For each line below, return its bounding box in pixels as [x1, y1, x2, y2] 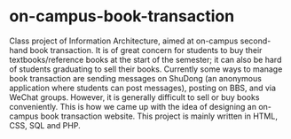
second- [240, 35, 271, 46]
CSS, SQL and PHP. [9, 120, 82, 130]
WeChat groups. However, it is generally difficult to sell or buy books [9, 91, 260, 103]
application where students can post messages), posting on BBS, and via [9, 82, 277, 93]
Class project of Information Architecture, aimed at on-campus [9, 35, 239, 46]
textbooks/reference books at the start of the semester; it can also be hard [9, 54, 282, 65]
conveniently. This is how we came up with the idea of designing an [9, 101, 257, 112]
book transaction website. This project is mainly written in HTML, [40, 111, 278, 121]
